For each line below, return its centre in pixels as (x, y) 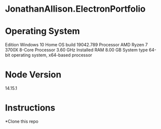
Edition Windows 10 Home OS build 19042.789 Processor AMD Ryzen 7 (76, 45)
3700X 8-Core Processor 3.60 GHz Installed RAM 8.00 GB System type (77, 50)
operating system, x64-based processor (52, 55)
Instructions (30, 108)
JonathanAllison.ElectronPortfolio (75, 9)
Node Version (33, 75)
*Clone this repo (22, 121)
